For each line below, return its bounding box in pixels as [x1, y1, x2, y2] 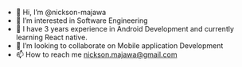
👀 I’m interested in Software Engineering [15, 16, 149, 25]
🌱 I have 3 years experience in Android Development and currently [15, 24, 235, 33]
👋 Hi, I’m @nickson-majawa [15, 8, 107, 17]
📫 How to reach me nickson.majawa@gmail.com [15, 50, 178, 59]
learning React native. [15, 32, 88, 42]
